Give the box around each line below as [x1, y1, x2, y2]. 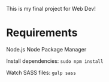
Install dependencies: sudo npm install [6, 57, 104, 65]
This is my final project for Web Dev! [6, 5, 96, 12]
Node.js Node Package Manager [6, 45, 87, 53]
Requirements [6, 26, 78, 40]
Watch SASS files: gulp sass [6, 69, 77, 76]
